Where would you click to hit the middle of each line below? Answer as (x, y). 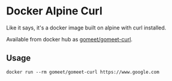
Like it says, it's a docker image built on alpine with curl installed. (86, 28)
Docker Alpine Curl (55, 11)
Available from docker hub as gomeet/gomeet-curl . (70, 39)
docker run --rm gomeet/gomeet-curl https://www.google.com (83, 72)
